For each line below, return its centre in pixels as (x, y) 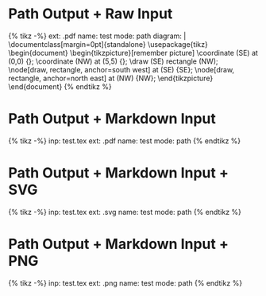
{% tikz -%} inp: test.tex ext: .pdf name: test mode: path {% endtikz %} (125, 141)
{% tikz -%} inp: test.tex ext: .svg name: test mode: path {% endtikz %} (125, 212)
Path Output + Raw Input (91, 14)
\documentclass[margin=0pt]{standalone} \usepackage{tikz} (108, 44)
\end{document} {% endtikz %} (60, 86)
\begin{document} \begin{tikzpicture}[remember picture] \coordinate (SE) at (133, 53)
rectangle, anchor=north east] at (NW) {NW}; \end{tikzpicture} (111, 78)
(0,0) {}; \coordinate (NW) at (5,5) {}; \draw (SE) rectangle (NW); (113, 61)
